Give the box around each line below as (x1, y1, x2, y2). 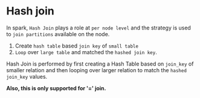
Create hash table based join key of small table (15, 42, 139, 49)
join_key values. (6, 73, 48, 80)
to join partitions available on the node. (6, 30, 110, 37)
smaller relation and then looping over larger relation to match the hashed (6, 66, 187, 73)
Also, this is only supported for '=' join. (6, 84, 106, 91)
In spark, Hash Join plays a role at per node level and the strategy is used (6, 24, 192, 31)
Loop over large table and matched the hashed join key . (15, 48, 157, 55)
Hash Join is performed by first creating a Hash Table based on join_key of (6, 60, 194, 67)
